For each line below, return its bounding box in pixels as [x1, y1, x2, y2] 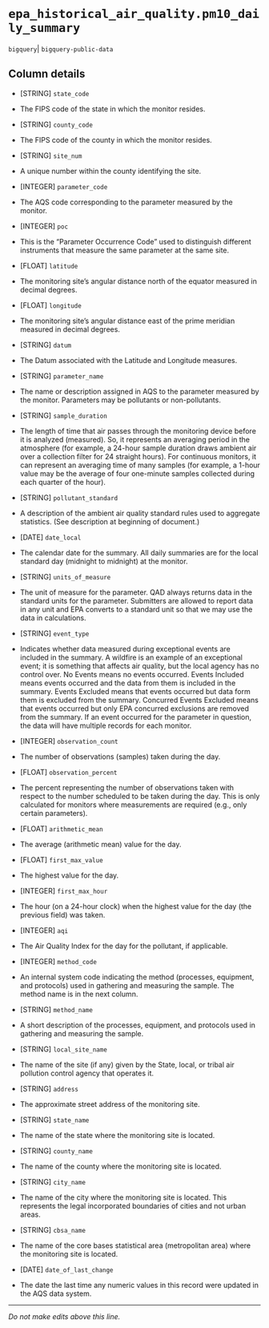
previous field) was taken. [19, 910, 106, 919]
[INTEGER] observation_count [19, 736, 118, 745]
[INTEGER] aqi [19, 925, 69, 935]
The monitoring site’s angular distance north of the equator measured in [19, 276, 258, 286]
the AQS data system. [19, 1289, 92, 1298]
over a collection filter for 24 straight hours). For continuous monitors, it [19, 451, 257, 461]
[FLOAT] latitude [19, 260, 78, 270]
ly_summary [8, 21, 81, 36]
